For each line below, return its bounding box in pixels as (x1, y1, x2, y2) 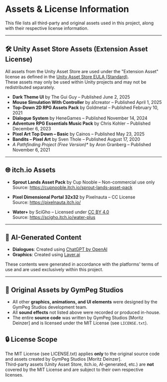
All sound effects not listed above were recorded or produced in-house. (12, 309, 161, 315)
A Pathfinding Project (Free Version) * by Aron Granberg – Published (12, 141, 152, 147)
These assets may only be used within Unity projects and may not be (5, 79, 147, 85)
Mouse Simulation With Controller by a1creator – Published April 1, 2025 (12, 99, 162, 105)
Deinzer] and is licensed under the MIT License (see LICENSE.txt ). (12, 320, 148, 326)
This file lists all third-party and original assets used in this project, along (5, 20, 154, 26)
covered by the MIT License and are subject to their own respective (5, 367, 144, 373)
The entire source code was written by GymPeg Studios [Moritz (12, 315, 144, 321)
